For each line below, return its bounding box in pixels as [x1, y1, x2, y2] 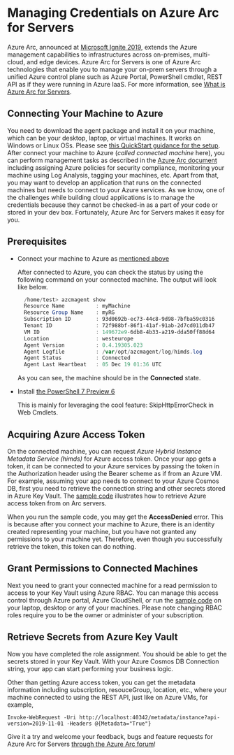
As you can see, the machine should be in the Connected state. [17, 374, 201, 382]
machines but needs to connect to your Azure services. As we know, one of [7, 185, 225, 194]
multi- [193, 50, 211, 59]
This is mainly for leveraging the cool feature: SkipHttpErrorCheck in [17, 401, 214, 410]
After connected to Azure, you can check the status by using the [17, 268, 204, 276]
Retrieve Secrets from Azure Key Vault [7, 631, 178, 643]
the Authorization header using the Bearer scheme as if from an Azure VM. [7, 470, 222, 477]
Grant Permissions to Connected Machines [7, 563, 198, 575]
